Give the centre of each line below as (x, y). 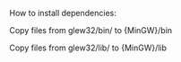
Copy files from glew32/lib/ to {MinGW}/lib (88, 48)
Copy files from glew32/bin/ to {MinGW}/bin (91, 30)
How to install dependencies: (63, 13)
